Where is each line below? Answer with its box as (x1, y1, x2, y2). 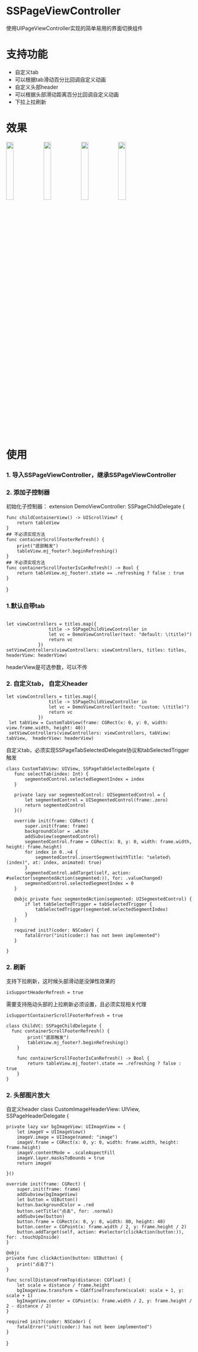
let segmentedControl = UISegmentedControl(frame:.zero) (24, 797, 168, 803)
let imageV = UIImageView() (17, 1129, 86, 1135)
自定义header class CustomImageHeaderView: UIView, (6, 1106, 140, 1113)
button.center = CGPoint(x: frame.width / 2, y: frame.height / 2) (17, 1224, 187, 1230)
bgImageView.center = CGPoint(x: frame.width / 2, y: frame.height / (17, 1298, 193, 1304)
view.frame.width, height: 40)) (6, 725, 86, 730)
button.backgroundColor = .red (17, 1202, 94, 1208)
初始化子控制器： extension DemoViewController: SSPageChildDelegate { (6, 503, 185, 510)
